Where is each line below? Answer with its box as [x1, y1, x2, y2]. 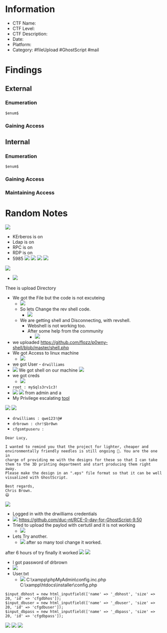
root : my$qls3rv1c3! [12, 385, 57, 390]
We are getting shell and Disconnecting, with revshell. [19, 318, 131, 324]
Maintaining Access [5, 189, 55, 196]
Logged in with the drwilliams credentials [12, 511, 97, 517]
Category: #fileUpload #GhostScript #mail [12, 47, 99, 53]
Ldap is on [12, 239, 34, 245]
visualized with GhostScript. [5, 475, 68, 480]
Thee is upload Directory [5, 285, 56, 291]
